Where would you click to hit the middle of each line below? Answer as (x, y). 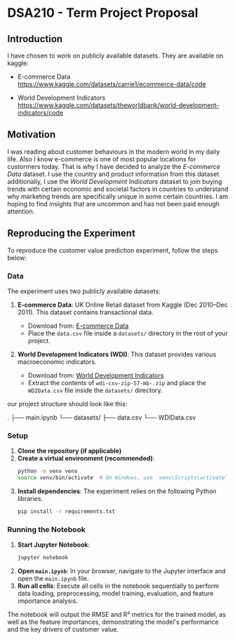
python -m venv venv (47, 472)
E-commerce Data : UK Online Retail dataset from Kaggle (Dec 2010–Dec (122, 305)
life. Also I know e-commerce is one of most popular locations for (102, 159)
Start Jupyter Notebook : (53, 545)
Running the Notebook (46, 529)
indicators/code (40, 113)
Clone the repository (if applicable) (69, 451)
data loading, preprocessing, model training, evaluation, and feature (115, 594)
